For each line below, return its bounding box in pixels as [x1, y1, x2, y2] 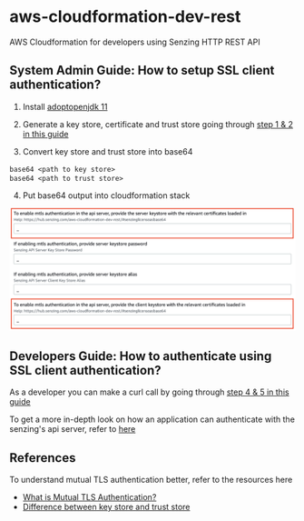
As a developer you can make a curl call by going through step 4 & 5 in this [9, 386, 289, 397]
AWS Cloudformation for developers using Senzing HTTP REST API [9, 36, 260, 47]
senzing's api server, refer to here [9, 424, 136, 435]
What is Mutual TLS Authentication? [22, 492, 157, 503]
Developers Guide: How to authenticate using [9, 348, 272, 364]
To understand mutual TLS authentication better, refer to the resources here [9, 475, 293, 486]
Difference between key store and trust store [22, 502, 191, 513]
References [9, 450, 76, 466]
